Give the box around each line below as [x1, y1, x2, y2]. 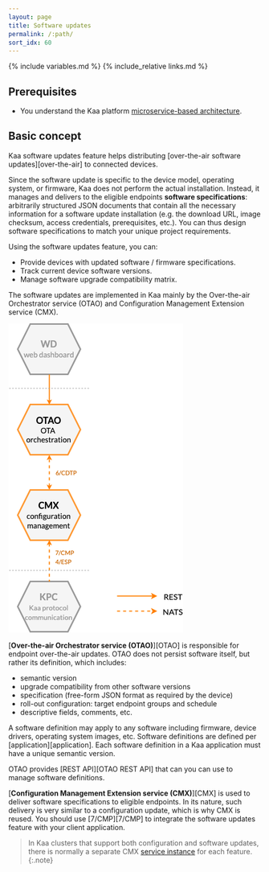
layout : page [8, 13, 52, 21]
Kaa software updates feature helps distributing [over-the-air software [8, 150, 241, 160]
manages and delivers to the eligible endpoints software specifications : [8, 191, 247, 201]
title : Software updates [8, 21, 92, 30]
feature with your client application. [8, 822, 126, 832]
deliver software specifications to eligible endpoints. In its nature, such [8, 796, 243, 806]
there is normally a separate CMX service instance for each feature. [27, 846, 253, 856]
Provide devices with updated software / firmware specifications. [19, 257, 236, 267]
